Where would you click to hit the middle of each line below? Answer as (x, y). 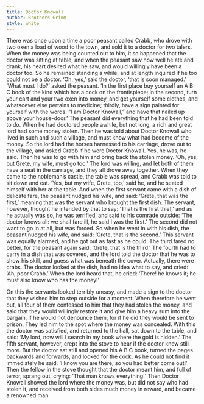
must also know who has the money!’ (53, 280)
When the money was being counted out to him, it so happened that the (96, 54)
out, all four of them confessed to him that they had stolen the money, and (99, 305)
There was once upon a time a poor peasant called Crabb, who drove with (99, 41)
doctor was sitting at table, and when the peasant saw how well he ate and (100, 60)
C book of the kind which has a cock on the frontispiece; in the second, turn (102, 93)
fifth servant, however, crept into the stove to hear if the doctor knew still (97, 344)
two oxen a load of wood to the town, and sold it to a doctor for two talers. (99, 47)
